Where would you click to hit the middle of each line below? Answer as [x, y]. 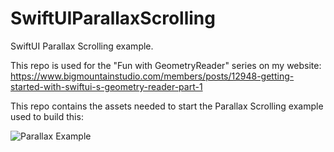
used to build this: [47, 116]
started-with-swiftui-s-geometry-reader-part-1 [106, 86]
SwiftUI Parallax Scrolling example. [82, 46]
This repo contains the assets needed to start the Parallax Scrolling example [167, 106]
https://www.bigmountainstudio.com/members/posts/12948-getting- [152, 76]
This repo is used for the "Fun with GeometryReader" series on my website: [166, 65]
